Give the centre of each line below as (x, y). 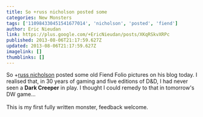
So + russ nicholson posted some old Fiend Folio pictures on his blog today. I (102, 74)
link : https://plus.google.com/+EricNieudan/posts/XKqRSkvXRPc (88, 35)
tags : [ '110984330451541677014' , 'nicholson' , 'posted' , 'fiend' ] (92, 23)
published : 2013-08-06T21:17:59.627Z (54, 40)
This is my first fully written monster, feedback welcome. (77, 107)
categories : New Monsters (39, 18)
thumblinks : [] (26, 57)
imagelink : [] (24, 52)
